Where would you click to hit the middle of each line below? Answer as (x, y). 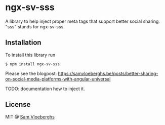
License (18, 105)
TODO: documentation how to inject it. (45, 89)
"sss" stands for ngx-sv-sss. (35, 26)
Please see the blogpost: (31, 73)
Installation (23, 43)
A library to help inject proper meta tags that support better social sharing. (83, 21)
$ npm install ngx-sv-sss (32, 64)
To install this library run (30, 55)
